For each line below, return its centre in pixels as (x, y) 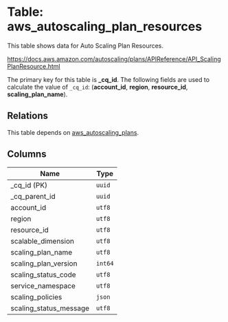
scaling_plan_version (44, 264)
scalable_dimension (42, 241)
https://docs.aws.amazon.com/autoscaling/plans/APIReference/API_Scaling (114, 58)
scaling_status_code (44, 275)
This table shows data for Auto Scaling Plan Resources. (85, 45)
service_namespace (43, 286)
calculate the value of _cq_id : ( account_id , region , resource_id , (98, 87)
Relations (28, 116)
